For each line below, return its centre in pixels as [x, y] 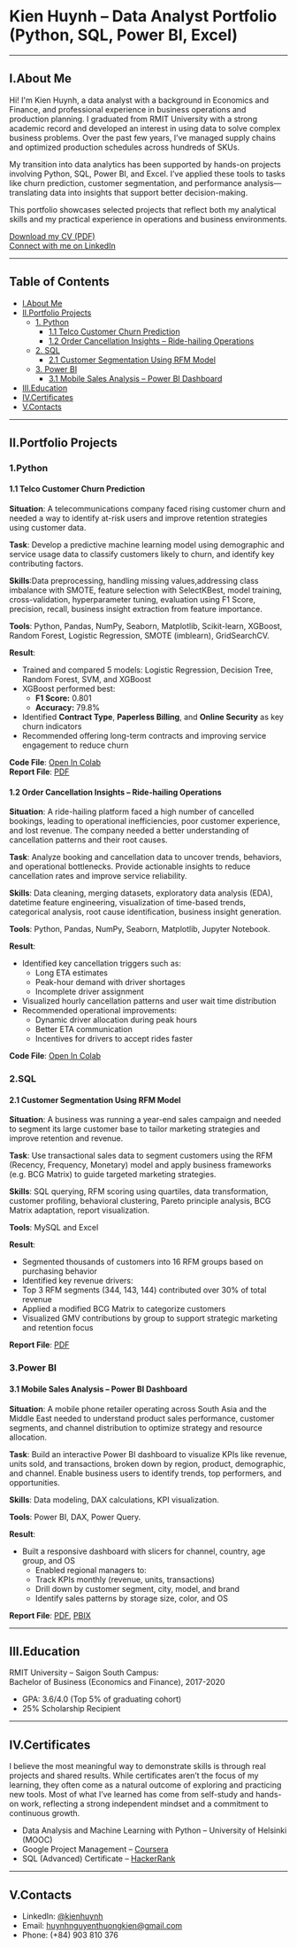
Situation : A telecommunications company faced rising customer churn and [147, 509]
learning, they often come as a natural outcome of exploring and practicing [145, 1785]
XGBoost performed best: [69, 689]
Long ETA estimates [72, 973]
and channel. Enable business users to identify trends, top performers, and [145, 1473]
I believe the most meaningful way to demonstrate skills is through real [138, 1766]
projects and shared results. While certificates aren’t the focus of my [134, 1776]
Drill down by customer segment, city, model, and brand [137, 1588]
